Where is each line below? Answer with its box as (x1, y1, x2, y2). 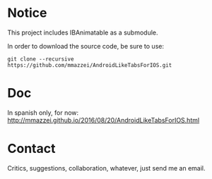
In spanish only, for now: (7, 108, 79, 117)
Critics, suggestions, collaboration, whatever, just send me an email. (7, 163, 206, 172)
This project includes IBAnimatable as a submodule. (7, 28, 158, 37)
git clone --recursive (7, 55, 74, 63)
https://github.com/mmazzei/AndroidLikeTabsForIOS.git (7, 61, 172, 68)
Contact (7, 141, 56, 156)
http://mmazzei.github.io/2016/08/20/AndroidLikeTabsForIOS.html (7, 116, 200, 124)
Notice (7, 5, 47, 21)
